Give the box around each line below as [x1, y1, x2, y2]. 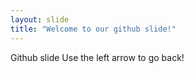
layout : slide [10, 14, 70, 25]
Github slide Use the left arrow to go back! [10, 51, 185, 63]
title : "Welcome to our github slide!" [10, 24, 177, 34]
